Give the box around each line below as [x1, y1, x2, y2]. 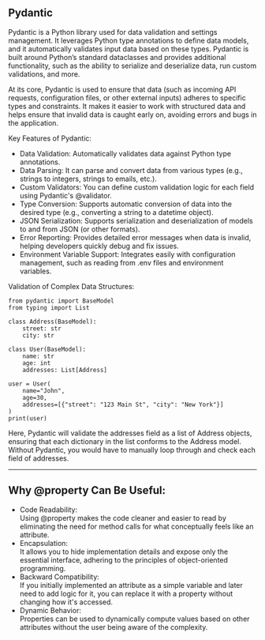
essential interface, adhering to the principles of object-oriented [19, 555, 229, 564]
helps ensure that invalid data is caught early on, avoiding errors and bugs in [8, 110, 257, 119]
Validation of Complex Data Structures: [8, 281, 135, 291]
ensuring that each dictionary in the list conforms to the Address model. [8, 436, 242, 446]
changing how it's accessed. [19, 597, 113, 607]
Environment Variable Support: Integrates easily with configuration [19, 249, 236, 259]
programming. [19, 563, 66, 573]
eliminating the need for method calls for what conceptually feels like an [19, 521, 254, 531]
